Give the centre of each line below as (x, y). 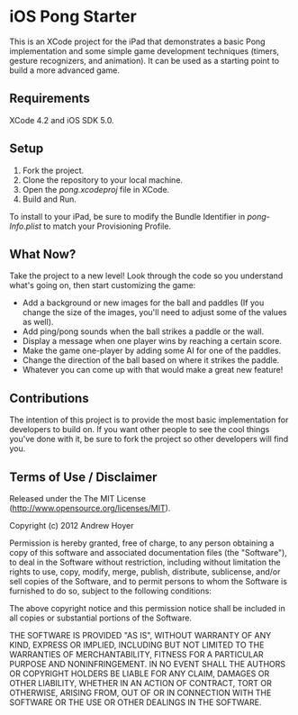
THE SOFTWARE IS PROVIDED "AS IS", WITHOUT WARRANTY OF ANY (140, 635)
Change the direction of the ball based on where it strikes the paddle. (151, 360)
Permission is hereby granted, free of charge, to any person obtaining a (142, 543)
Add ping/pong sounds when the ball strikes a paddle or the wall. (143, 331)
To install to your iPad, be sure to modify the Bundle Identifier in (127, 216)
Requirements (50, 99)
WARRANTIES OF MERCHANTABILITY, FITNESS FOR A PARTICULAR (136, 654)
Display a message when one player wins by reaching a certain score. (152, 341)
